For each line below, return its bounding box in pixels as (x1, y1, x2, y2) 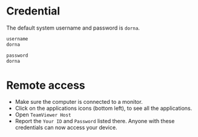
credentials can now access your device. (15, 124, 117, 131)
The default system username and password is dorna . (6, 24, 140, 31)
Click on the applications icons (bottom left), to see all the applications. (15, 104, 193, 112)
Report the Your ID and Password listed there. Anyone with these (15, 118, 175, 125)
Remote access (6, 78, 85, 92)
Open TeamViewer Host (15, 111, 71, 118)
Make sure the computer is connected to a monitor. (15, 98, 143, 106)
